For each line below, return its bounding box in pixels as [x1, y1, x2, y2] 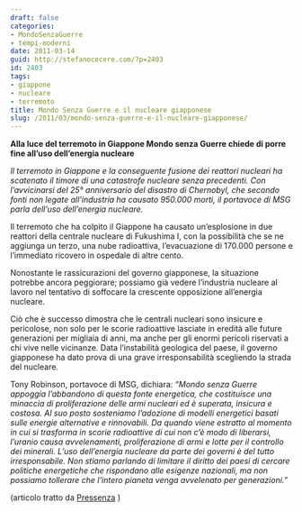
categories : [10, 22, 55, 31]
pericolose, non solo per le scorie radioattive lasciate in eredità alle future [10, 324, 282, 334]
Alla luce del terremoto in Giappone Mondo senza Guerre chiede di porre [10, 139, 287, 150]
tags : [10, 72, 31, 81]
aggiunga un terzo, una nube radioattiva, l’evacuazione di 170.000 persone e [10, 241, 293, 251]
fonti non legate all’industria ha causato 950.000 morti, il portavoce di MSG [10, 195, 291, 205]
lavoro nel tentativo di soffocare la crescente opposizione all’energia [10, 287, 263, 297]
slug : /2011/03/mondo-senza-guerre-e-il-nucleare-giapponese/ [10, 114, 248, 123]
